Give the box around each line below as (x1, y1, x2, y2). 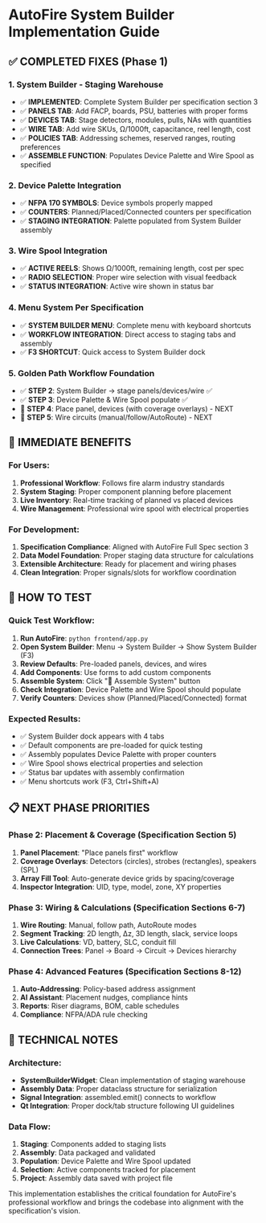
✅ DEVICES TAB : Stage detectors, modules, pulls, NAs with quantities (19, 115, 252, 125)
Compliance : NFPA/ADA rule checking (19, 1010, 148, 1020)
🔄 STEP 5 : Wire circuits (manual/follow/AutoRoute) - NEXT (19, 412, 213, 423)
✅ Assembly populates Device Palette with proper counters (19, 750, 217, 759)
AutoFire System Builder (8, 6, 175, 24)
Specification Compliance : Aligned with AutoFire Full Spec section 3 (19, 542, 249, 552)
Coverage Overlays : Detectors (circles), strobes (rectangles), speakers (19, 856, 257, 865)
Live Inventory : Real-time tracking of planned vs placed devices (19, 495, 234, 505)
